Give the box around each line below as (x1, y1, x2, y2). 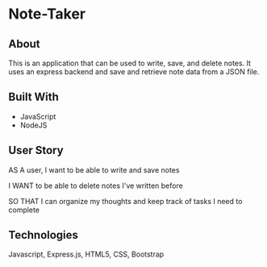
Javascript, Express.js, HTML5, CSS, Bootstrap (8, 249, 165, 259)
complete (8, 205, 40, 215)
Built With (8, 90, 59, 104)
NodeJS (19, 120, 48, 130)
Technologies (8, 228, 79, 242)
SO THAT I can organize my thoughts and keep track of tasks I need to (8, 196, 243, 206)
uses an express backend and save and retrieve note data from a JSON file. (8, 67, 260, 77)
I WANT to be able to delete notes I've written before (8, 181, 183, 190)
